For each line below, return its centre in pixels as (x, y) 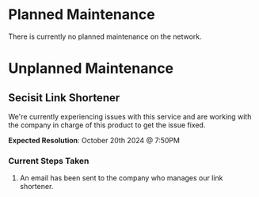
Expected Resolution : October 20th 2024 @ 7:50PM (94, 140)
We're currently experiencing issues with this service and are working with (130, 116)
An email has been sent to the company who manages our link (121, 178)
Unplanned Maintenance (91, 68)
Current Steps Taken (49, 161)
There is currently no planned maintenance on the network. (105, 36)
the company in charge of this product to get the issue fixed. (107, 125)
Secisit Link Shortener (64, 98)
